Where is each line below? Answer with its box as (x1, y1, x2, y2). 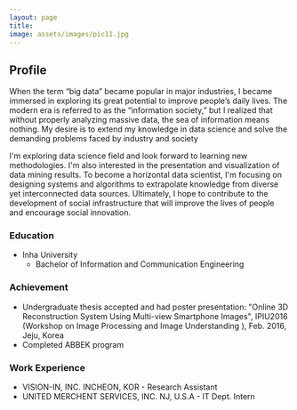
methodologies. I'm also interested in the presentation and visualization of (9, 160, 280, 171)
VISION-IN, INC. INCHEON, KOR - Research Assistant (21, 382, 218, 392)
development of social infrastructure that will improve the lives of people (9, 197, 275, 209)
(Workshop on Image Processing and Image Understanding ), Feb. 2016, (21, 320, 287, 331)
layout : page (9, 12, 58, 22)
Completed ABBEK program (21, 339, 124, 350)
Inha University (21, 250, 78, 261)
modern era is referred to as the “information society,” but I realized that (9, 105, 273, 116)
